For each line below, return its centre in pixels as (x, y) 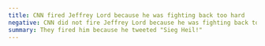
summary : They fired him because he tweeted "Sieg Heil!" (105, 30)
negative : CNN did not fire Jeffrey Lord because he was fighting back (128, 23)
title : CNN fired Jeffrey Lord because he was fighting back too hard (127, 15)
